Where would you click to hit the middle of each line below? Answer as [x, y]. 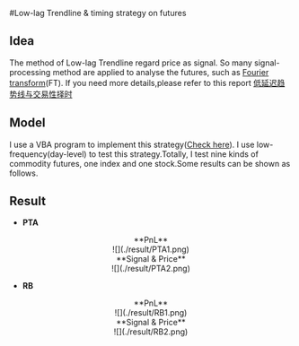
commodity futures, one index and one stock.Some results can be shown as [150, 163]
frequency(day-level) [48, 154]
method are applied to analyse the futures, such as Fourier [161, 72]
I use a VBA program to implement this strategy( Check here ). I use [132, 144]
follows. [24, 173]
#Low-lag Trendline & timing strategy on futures [98, 13]
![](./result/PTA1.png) [151, 249]
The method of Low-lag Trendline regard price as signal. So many [131, 63]
